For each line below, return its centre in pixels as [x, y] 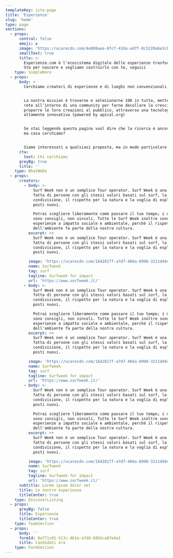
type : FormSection [34, 548]
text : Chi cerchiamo [46, 157]
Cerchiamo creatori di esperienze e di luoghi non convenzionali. [97, 86]
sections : [16, 29]
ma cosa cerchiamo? [45, 134]
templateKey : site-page [31, 10]
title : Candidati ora [42, 543]
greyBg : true [33, 162]
